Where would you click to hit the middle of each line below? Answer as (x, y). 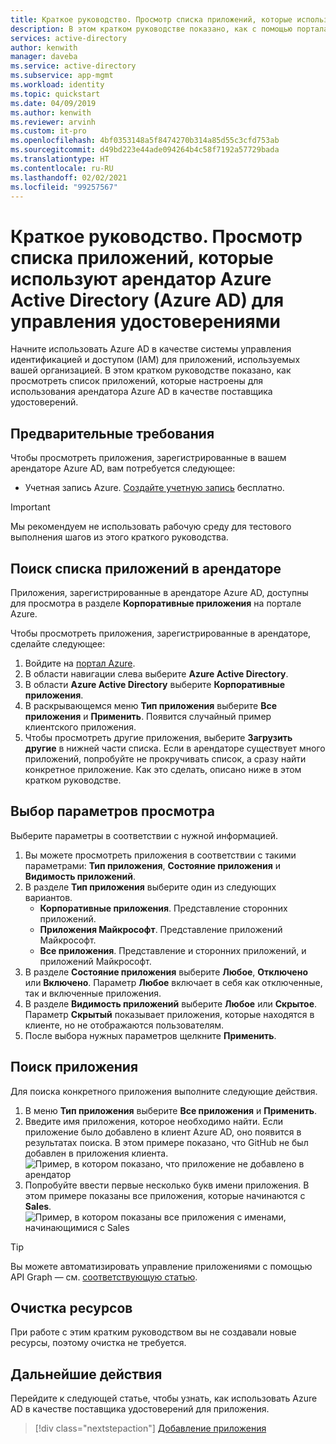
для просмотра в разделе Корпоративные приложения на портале (156, 603)
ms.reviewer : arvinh (53, 122)
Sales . (38, 1206)
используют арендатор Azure (141, 278)
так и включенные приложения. (93, 993)
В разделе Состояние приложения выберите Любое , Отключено (166, 972)
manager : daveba (44, 57)
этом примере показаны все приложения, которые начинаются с (165, 1195)
